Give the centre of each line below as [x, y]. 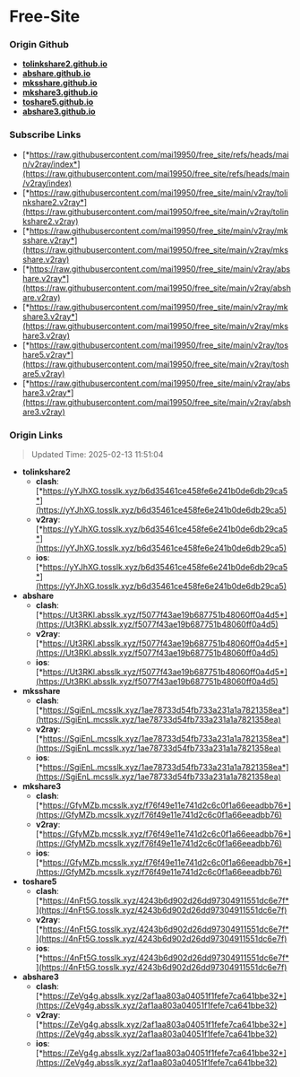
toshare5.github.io [58, 102]
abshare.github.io [56, 74]
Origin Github [39, 45]
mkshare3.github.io [60, 92]
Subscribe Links [45, 135]
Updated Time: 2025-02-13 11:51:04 [97, 455]
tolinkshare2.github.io [64, 64]
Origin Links [36, 435]
